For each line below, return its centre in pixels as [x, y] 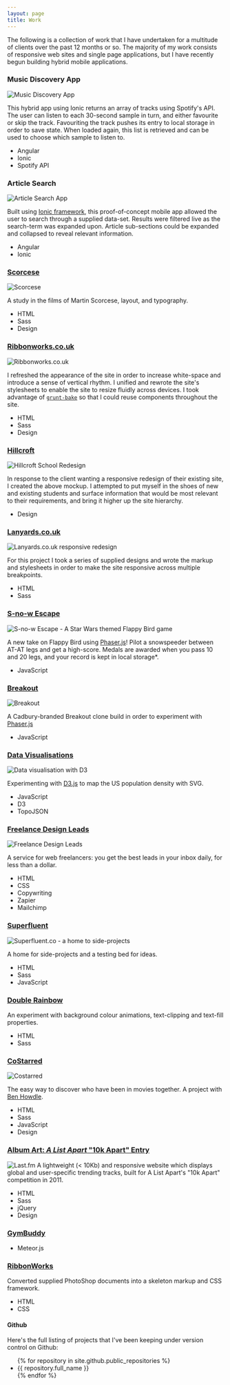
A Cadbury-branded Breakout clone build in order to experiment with [105, 716]
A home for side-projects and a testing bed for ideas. [82, 954]
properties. [23, 1023]
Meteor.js [30, 1248]
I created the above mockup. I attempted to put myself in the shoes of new [113, 486]
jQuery [27, 1208]
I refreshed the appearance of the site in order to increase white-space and [114, 375]
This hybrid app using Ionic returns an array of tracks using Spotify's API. [111, 108]
